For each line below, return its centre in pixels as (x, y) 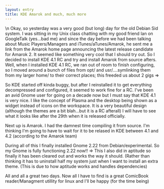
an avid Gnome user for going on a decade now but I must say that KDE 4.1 (80, 95)
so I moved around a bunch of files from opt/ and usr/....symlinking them (78, 70)
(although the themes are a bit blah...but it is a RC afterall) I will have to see (81, 110)
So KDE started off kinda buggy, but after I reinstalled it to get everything (78, 84)
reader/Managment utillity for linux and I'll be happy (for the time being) (77, 181)
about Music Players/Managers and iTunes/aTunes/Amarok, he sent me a (79, 44)
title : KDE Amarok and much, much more (46, 14)
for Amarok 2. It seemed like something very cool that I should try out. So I (80, 54)
